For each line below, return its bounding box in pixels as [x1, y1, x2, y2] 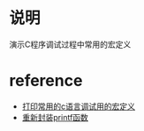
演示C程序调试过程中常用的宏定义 [9, 39, 132, 50]
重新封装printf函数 [21, 112, 88, 122]
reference [9, 71, 83, 91]
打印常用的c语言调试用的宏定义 [21, 101, 135, 112]
